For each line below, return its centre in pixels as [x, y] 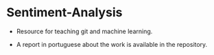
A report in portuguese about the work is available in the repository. [112, 44]
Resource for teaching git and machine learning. [84, 31]
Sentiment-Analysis [64, 13]
